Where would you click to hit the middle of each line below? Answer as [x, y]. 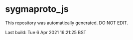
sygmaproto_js [37, 9]
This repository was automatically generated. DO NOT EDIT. [67, 23]
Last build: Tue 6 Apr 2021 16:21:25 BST [46, 32]
